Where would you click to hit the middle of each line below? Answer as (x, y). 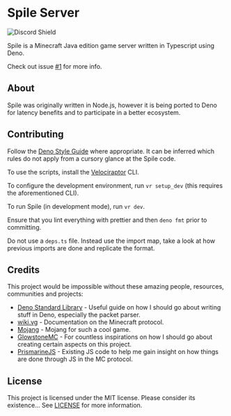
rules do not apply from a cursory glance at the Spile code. (91, 159)
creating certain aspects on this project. (74, 344)
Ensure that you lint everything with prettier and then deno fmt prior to (107, 220)
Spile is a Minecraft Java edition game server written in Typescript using (111, 45)
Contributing (35, 135)
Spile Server (43, 13)
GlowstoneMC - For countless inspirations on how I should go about (115, 337)
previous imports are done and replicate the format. (81, 248)
